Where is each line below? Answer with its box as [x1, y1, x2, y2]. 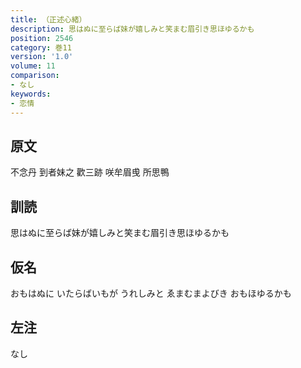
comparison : [10, 71, 60, 81]
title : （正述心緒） [10, 14, 87, 25]
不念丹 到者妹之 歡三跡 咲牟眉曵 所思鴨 [10, 166, 170, 178]
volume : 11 [10, 61, 56, 71]
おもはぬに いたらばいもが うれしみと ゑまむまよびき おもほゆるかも [10, 287, 292, 299]
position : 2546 [10, 33, 74, 43]
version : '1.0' [10, 52, 74, 62]
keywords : [10, 89, 52, 99]
